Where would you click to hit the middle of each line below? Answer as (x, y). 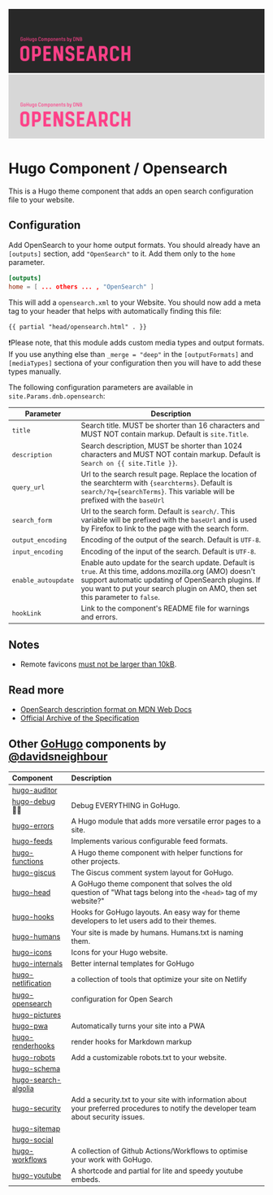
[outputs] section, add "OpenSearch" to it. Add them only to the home (122, 254)
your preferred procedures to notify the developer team (164, 1108)
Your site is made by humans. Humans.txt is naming (157, 932)
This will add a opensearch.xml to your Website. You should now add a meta (135, 302)
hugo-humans (36, 936)
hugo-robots (33, 1057)
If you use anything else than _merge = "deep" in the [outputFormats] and (131, 354)
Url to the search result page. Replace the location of (169, 474)
